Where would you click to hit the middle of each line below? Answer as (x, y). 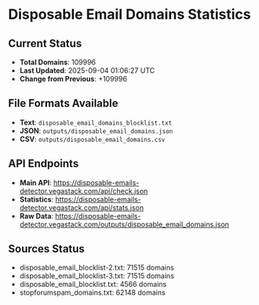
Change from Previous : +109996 (73, 79)
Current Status (45, 44)
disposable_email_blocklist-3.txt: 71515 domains (97, 276)
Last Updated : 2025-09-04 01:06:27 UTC (87, 71)
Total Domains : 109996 (58, 62)
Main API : (36, 183)
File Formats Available (63, 103)
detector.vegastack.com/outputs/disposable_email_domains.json (124, 224)
